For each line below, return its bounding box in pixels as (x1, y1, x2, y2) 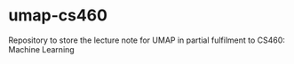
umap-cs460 (8, 5, 108, 26)
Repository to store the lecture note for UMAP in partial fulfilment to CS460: (8, 35, 286, 45)
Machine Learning (8, 44, 75, 54)
